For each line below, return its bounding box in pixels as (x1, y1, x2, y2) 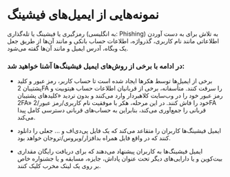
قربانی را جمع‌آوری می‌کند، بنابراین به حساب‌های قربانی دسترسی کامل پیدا (17, 106, 207, 115)
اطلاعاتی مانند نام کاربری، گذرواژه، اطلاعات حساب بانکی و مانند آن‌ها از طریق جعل (7, 36, 219, 45)
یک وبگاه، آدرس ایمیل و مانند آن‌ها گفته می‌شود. (7, 44, 129, 52)
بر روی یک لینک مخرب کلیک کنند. (17, 162, 101, 170)
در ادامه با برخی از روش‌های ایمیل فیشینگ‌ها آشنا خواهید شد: (7, 61, 185, 71)
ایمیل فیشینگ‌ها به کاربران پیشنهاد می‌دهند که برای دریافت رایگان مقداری (17, 147, 203, 156)
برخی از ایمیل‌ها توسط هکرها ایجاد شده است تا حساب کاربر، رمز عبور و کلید (17, 77, 213, 85)
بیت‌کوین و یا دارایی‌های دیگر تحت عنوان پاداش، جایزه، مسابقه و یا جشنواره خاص (17, 154, 222, 163)
